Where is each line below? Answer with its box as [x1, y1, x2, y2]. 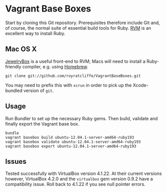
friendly [5, 63, 22, 69]
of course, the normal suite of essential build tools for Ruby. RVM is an [5, 25, 151, 31]
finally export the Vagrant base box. [5, 121, 80, 127]
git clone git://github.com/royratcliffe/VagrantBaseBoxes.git [5, 73, 141, 78]
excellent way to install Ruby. [5, 30, 66, 36]
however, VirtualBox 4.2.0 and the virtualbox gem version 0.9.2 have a [5, 176, 153, 182]
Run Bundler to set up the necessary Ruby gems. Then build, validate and [5, 115, 158, 121]
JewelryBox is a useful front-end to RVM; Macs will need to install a [5, 58, 146, 64]
